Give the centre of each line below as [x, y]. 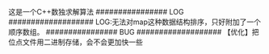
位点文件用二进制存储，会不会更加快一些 [76, 42]
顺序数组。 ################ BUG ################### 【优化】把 [134, 32]
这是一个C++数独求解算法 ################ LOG [96, 12]
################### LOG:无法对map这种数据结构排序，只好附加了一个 [134, 22]
